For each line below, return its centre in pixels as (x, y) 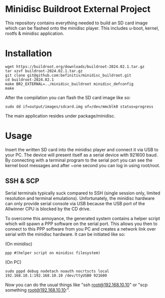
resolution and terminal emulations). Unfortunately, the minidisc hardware (80, 198)
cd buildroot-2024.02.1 (30, 80)
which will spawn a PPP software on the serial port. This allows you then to (81, 224)
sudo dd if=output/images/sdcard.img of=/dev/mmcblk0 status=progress (79, 107)
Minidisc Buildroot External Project (78, 9)
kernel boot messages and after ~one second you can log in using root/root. (83, 165)
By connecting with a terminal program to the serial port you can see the (79, 160)
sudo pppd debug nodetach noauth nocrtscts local (57, 271)
